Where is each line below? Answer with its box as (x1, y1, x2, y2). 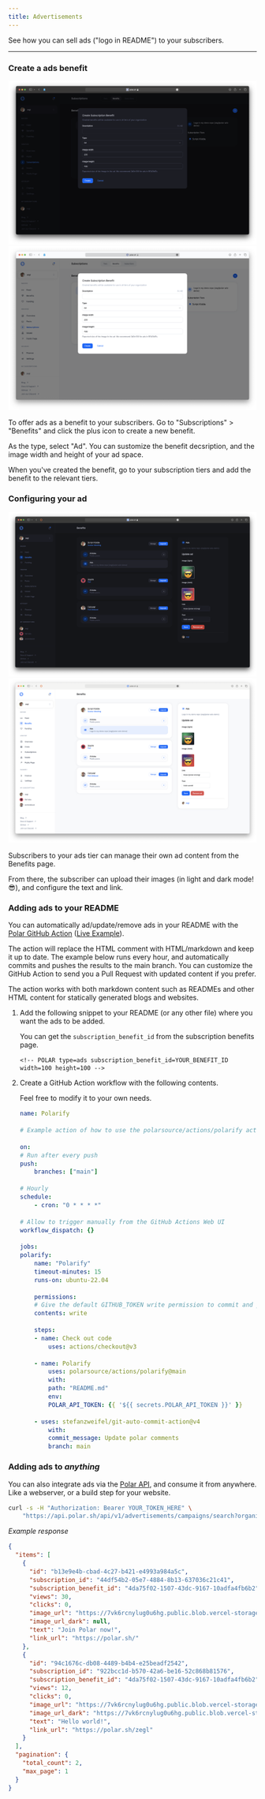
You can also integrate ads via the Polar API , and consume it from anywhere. (8, 1479, 257, 1489)
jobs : (19, 1243, 38, 1251)
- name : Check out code (34, 1334, 112, 1342)
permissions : (34, 1292, 77, 1301)
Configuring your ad (8, 493, 88, 504)
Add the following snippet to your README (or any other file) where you (19, 1008, 253, 1018)
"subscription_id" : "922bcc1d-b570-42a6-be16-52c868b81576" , (28, 1667, 235, 1676)
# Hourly (19, 1184, 49, 1193)
